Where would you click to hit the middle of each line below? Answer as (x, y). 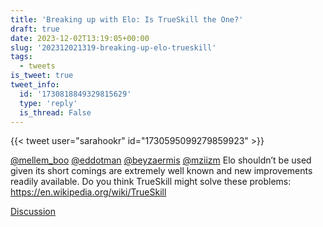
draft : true (35, 29)
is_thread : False (55, 112)
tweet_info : (35, 85)
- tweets (37, 66)
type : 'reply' (48, 103)
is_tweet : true (42, 76)
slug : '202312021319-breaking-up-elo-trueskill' (113, 47)
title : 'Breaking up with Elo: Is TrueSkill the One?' (127, 19)
